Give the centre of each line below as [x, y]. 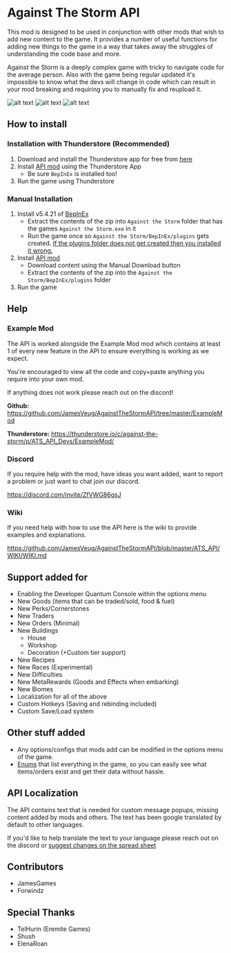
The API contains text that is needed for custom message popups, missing [113, 809]
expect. [18, 358]
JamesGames [37, 883]
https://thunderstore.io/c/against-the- [105, 433]
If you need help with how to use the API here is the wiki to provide [102, 528]
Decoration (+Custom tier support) [77, 653]
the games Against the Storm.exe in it [82, 228]
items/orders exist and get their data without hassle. [91, 772]
